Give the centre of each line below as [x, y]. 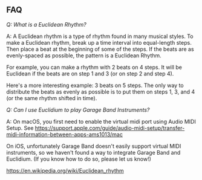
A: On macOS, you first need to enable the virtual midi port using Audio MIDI [101, 121]
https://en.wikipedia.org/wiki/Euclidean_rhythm [65, 170]
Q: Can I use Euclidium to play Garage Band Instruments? [78, 110]
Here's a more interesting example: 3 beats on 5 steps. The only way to [95, 85]
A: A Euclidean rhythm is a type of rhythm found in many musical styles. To [100, 36]
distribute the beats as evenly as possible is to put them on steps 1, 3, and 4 [101, 92]
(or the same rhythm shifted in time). [52, 98]
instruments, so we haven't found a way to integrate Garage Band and [93, 152]
